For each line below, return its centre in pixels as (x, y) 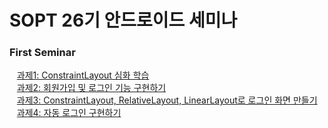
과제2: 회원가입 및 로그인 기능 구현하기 (91, 88)
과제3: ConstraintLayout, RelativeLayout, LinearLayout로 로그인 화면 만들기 (167, 100)
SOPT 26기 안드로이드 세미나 (123, 20)
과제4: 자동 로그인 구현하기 (69, 113)
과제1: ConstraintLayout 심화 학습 (83, 75)
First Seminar (42, 53)
